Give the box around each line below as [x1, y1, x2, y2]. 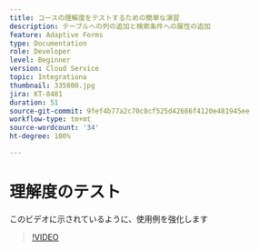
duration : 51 [9, 97, 59, 107]
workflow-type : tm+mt [9, 115, 92, 124]
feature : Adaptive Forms [9, 30, 104, 39]
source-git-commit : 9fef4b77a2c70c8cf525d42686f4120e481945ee [9, 106, 250, 115]
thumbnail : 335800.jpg [9, 81, 95, 90]
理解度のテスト [9, 182, 122, 203]
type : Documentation [9, 38, 88, 48]
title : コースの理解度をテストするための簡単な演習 [9, 13, 180, 23]
